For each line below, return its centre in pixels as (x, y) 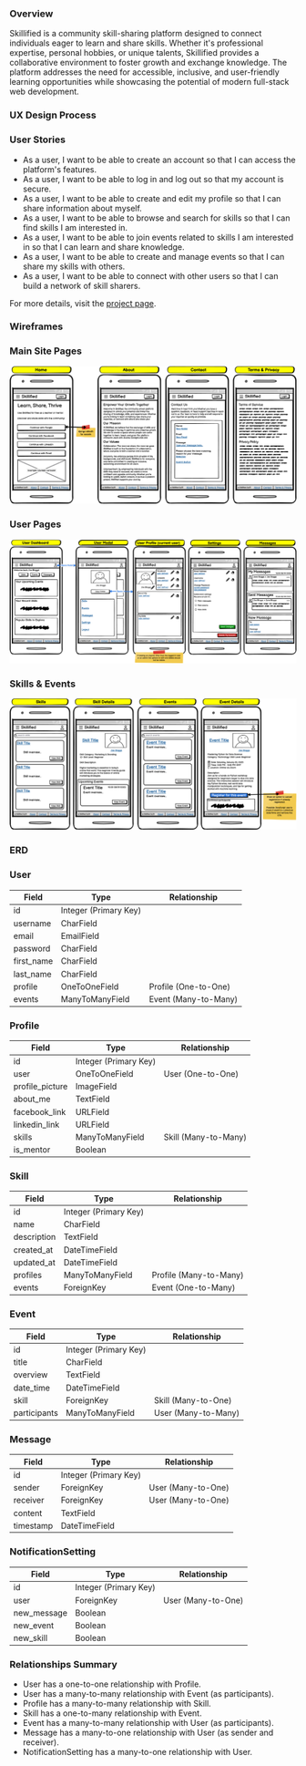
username (32, 923)
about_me (32, 1099)
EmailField (80, 935)
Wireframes (36, 326)
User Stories (38, 139)
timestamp (33, 1525)
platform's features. (60, 169)
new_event (34, 1626)
